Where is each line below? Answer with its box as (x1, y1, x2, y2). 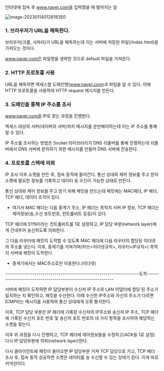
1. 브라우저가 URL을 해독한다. (5, 27, 70, 34)
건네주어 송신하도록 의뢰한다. (10, 227, 66, 233)
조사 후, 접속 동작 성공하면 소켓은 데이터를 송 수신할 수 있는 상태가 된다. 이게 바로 (5, 354, 159, 360)
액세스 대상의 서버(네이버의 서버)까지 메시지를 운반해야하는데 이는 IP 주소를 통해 (5, 123, 158, 129)
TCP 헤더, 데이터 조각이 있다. (5, 194, 61, 200)
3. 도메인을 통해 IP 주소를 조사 (5, 101, 71, 108)
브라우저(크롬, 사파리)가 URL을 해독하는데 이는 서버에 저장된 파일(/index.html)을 (5, 39, 159, 45)
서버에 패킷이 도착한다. (10, 250, 54, 256)
